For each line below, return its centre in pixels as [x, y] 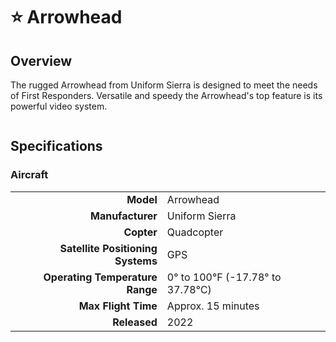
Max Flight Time [118, 306]
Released [135, 322]
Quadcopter [195, 232]
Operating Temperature [100, 277]
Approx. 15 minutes [213, 306]
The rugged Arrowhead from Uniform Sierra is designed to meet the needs [164, 85]
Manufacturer [123, 216]
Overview [41, 60]
